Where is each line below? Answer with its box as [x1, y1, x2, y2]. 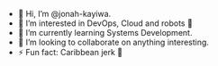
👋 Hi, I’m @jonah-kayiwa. [17, 9, 112, 19]
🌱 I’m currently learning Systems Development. [17, 28, 193, 37]
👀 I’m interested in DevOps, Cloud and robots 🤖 [17, 18, 194, 29]
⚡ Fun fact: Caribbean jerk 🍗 [17, 47, 123, 57]
